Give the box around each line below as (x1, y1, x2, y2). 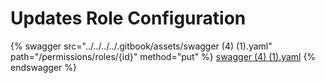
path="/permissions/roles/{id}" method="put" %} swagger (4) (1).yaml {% (10, 50, 317, 62)
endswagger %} (10, 61, 77, 73)
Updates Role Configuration (10, 7, 247, 30)
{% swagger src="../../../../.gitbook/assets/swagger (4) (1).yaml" (10, 40, 273, 52)
